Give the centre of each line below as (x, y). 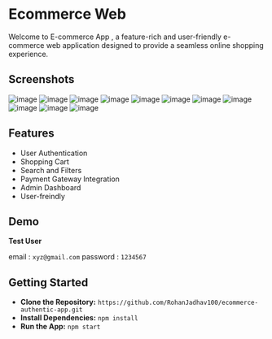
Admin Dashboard (50, 187)
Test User (25, 241)
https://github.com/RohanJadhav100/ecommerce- (178, 303)
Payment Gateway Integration (70, 179)
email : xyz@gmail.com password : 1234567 (77, 257)
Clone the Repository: (58, 302)
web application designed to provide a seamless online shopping (155, 45)
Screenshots (42, 79)
